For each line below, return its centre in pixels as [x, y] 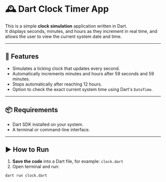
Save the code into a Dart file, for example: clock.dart [68, 161]
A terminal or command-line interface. [51, 129]
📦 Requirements [32, 110]
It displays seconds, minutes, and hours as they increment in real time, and [81, 31]
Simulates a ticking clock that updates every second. [66, 68]
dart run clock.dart [26, 176]
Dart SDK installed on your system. [48, 124]
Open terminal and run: [36, 167]
